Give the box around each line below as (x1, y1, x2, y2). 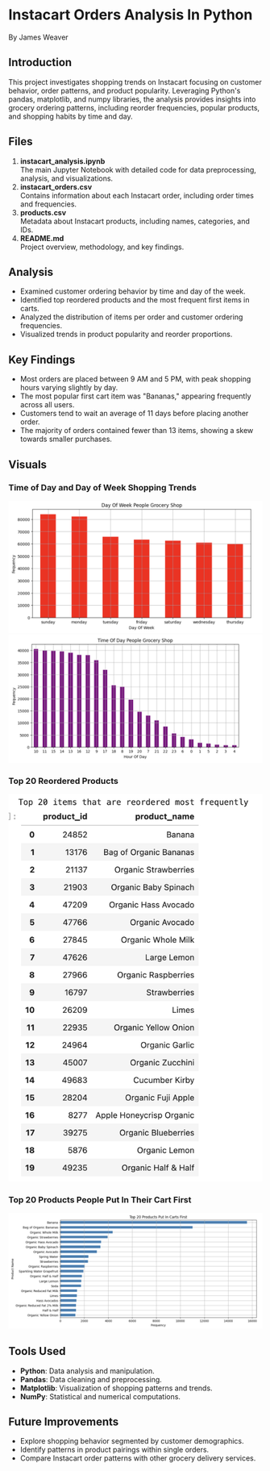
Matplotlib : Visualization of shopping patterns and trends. (19, 1383, 213, 1393)
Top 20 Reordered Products (8, 775, 118, 786)
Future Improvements (8, 1415, 119, 1428)
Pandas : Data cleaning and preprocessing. (19, 1374, 163, 1384)
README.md (19, 233, 64, 243)
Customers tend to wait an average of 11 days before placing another (19, 409, 249, 419)
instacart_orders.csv (19, 181, 93, 191)
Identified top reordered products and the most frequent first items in (19, 295, 250, 305)
